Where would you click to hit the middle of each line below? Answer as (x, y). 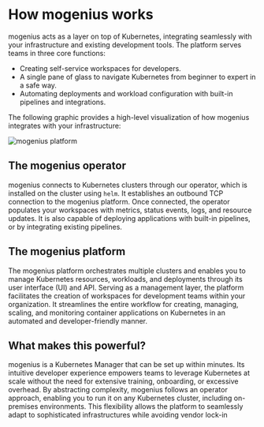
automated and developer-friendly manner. (78, 320)
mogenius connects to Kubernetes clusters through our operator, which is (128, 185)
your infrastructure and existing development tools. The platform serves (125, 44)
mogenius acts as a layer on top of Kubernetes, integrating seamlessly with (130, 36)
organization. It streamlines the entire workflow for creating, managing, (123, 304)
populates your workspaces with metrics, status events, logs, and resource (130, 210)
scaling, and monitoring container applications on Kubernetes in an (117, 313)
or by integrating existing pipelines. (65, 227)
